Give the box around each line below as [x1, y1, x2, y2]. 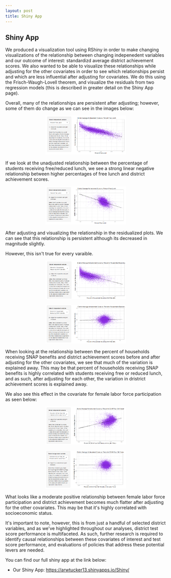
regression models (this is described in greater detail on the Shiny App [5, 85, 154, 91]
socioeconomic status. [5, 510, 53, 516]
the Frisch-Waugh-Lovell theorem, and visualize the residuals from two [5, 79, 155, 85]
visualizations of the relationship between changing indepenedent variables [5, 52, 164, 58]
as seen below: [5, 396, 37, 402]
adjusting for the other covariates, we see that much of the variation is [5, 359, 153, 365]
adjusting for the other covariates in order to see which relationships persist [5, 68, 165, 75]
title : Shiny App [5, 13, 42, 19]
